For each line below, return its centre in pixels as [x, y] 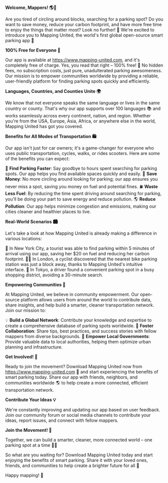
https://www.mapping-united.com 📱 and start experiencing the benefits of [82, 372]
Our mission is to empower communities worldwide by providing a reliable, [82, 76]
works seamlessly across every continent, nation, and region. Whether [78, 116]
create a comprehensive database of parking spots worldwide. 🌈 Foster [79, 326]
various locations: [24, 238]
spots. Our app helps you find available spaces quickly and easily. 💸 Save [81, 174]
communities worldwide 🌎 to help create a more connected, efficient [77, 383]
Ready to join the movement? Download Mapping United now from [74, 366]
